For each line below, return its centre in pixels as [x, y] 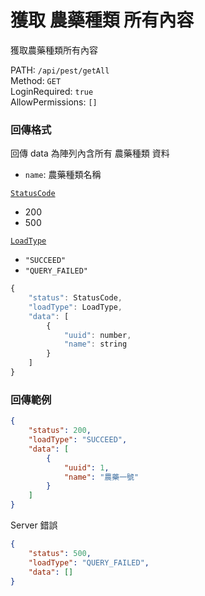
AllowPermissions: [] [54, 102]
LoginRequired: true [52, 91]
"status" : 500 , [60, 553]
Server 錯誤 [34, 525]
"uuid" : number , [97, 335]
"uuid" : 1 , [86, 467]
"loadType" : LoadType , [75, 307]
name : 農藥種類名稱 [63, 175]
